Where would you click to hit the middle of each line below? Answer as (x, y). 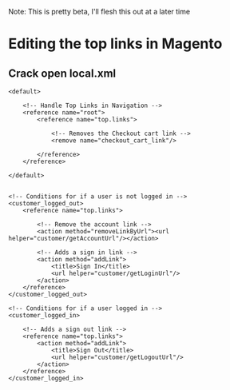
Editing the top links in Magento (115, 44)
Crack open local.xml (62, 73)
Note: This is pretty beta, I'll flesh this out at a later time (99, 12)
